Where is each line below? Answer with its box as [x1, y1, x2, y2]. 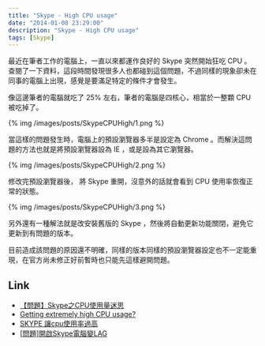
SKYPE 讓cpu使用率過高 [19, 319, 99, 329]
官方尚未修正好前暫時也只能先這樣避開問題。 [28, 255, 174, 265]
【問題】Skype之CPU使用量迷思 [19, 301, 125, 310]
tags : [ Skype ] [8, 33, 55, 42]
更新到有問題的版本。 [8, 228, 77, 238]
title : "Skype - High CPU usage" [8, 11, 118, 20]
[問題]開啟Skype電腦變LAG [19, 329, 108, 338]
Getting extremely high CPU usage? [19, 310, 136, 319]
